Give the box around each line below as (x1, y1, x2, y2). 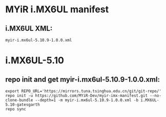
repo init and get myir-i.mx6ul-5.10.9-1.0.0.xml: (5, 75, 160, 84)
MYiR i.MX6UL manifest (5, 4, 109, 15)
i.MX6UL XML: (5, 24, 53, 33)
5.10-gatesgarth (5, 102, 40, 107)
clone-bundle (5, 98, 33, 103)
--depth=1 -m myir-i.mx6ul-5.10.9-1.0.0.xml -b (35, 98, 139, 103)
